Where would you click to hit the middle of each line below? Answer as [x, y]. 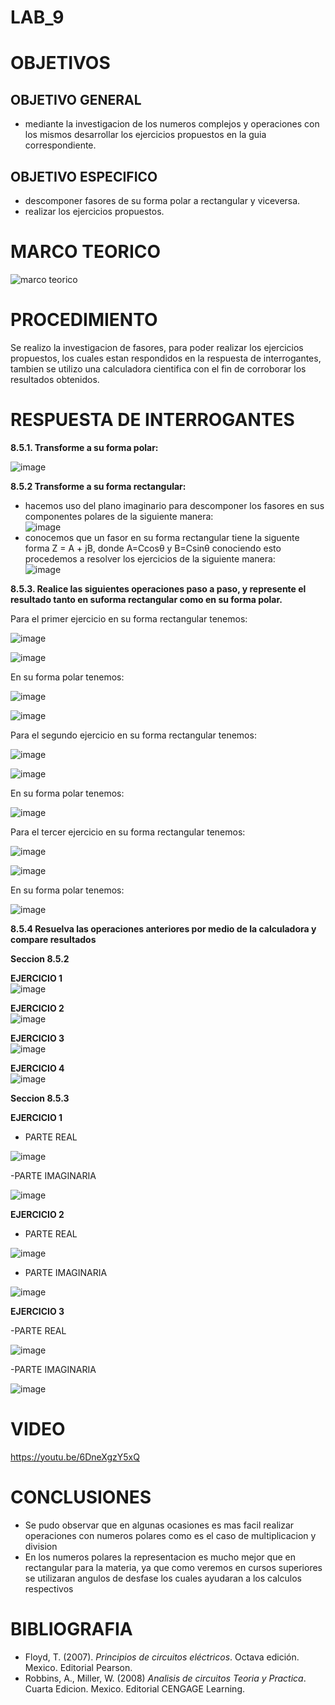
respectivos [49, 1588]
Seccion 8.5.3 [40, 1098]
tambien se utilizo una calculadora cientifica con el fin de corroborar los [158, 368]
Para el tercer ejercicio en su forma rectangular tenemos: [128, 832]
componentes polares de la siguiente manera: [119, 516]
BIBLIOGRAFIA [71, 1628]
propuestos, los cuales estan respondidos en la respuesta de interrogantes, [166, 358]
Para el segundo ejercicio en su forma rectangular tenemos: [133, 735]
